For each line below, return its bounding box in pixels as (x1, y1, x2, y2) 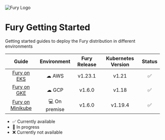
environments (5, 43, 33, 49)
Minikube (10, 105, 32, 112)
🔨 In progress (12, 124, 40, 130)
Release (77, 61, 97, 68)
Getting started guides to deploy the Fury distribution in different (5, 38, 136, 44)
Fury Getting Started (5, 22, 90, 33)
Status (141, 58, 158, 65)
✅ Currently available (12, 118, 55, 124)
